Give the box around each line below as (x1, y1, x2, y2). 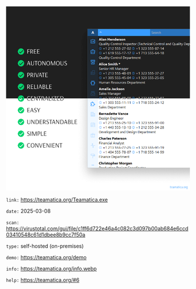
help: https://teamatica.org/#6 (6, 277, 80, 283)
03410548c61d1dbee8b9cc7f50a (6, 231, 86, 238)
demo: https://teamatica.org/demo (6, 254, 87, 260)
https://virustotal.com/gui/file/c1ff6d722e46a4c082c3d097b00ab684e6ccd (6, 225, 188, 232)
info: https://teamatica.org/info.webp (6, 265, 97, 272)
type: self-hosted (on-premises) (6, 243, 84, 249)
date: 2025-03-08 (6, 208, 51, 214)
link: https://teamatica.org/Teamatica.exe (6, 196, 108, 203)
